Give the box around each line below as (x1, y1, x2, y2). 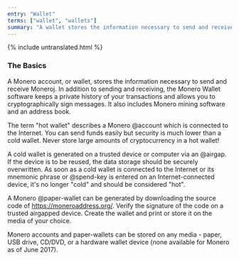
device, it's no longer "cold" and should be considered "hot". (7, 180, 186, 188)
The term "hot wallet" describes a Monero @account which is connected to (7, 121, 229, 129)
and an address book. (7, 107, 71, 116)
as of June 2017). (7, 245, 58, 254)
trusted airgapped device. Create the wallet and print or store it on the (7, 209, 213, 217)
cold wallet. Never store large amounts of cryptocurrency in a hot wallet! (7, 136, 220, 144)
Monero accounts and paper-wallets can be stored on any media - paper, (7, 230, 223, 239)
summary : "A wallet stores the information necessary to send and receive (7, 23, 234, 31)
